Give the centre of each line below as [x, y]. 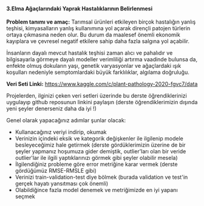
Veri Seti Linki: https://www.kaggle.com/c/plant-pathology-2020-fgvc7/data [102, 84]
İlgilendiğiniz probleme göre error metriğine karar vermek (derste [96, 164]
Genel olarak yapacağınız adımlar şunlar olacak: [66, 121]
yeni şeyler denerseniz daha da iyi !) [52, 108]
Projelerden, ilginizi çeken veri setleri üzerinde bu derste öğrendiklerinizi [97, 96]
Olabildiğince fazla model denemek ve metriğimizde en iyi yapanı [96, 190]
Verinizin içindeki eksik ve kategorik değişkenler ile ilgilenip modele [99, 139]
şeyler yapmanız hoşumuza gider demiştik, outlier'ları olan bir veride [100, 151]
